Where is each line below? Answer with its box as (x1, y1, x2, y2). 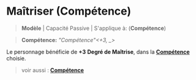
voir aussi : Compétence (21, 66, 85, 74)
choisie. (6, 54, 26, 62)
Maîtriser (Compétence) (6, 4, 132, 18)
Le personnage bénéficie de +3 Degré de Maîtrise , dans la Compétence (6, 48, 190, 56)
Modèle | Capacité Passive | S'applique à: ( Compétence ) (21, 24, 167, 32)
